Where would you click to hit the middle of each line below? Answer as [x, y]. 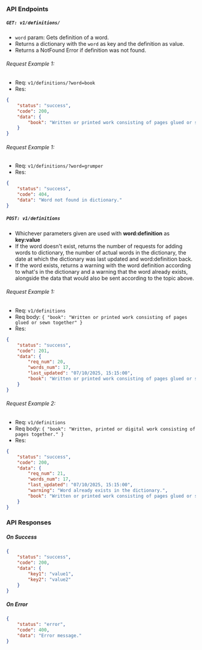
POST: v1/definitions [33, 218]
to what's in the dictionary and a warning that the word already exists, [101, 271]
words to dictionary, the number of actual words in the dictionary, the [100, 252]
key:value [28, 240]
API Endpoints [27, 9]
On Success [22, 537]
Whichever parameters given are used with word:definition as [92, 233]
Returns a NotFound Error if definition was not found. [80, 50]
